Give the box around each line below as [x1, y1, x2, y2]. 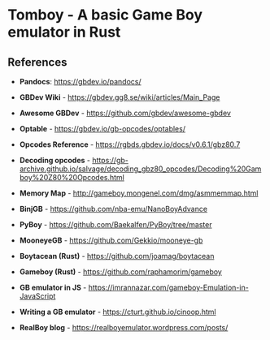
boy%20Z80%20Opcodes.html [19, 173, 125, 182]
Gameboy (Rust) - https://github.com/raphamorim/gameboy [19, 267, 223, 277]
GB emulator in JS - [19, 282, 87, 292]
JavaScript [19, 291, 56, 301]
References [7, 55, 67, 69]
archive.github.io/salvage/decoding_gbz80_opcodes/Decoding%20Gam [19, 164, 262, 174]
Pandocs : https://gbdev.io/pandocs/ [19, 77, 142, 86]
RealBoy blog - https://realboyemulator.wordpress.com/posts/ [19, 323, 229, 332]
